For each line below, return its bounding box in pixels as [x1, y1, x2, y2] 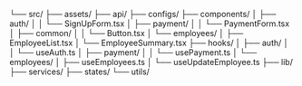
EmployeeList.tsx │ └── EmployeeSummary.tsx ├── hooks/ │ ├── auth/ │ [9, 37, 289, 48]
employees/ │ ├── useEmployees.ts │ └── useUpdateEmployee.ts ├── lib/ [9, 57, 293, 67]
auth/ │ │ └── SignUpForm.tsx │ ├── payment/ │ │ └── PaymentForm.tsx [9, 18, 290, 29]
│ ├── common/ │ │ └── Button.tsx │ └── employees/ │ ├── [9, 28, 244, 38]
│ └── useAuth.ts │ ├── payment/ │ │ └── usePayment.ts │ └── [9, 47, 258, 58]
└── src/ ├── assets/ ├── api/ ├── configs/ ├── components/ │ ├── [9, 9, 277, 19]
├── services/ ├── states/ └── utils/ [9, 66, 150, 77]
